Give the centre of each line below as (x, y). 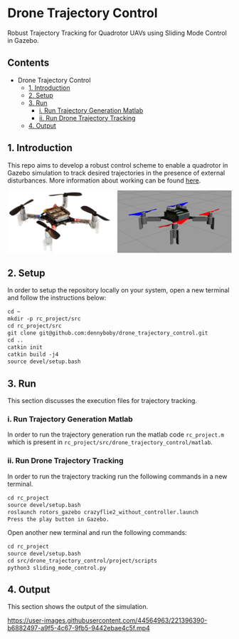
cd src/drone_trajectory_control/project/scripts (83, 561)
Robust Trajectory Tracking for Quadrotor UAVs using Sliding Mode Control (117, 33)
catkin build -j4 (33, 354)
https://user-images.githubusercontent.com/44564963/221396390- (107, 620)
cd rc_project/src (34, 326)
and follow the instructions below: (57, 298)
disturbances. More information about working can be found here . (104, 180)
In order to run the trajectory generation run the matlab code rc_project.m (116, 435)
